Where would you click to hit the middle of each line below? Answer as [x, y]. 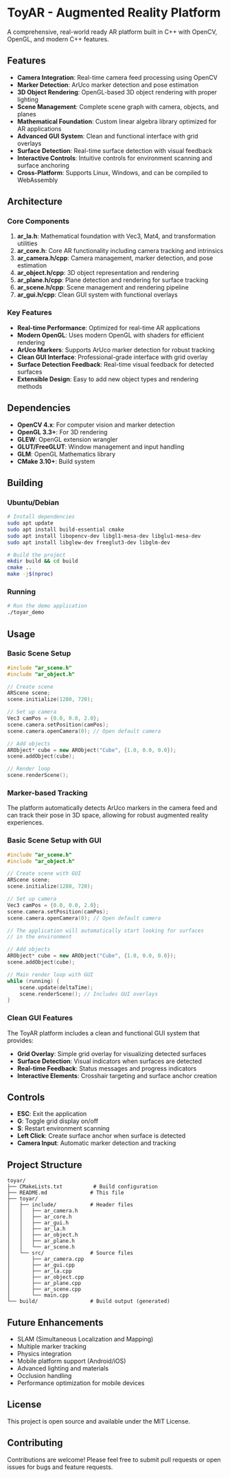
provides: [21, 1040]
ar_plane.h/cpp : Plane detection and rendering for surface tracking [113, 280]
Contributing [35, 1443]
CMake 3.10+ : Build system [56, 461]
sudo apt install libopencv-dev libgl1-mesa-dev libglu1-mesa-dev [104, 536]
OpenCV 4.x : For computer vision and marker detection [96, 425]
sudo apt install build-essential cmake [66, 529]
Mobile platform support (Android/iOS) [71, 1361]
